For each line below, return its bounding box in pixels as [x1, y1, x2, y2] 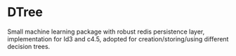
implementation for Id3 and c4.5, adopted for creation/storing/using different [7, 34, 229, 43]
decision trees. [7, 42, 51, 50]
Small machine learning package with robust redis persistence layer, [7, 27, 205, 36]
